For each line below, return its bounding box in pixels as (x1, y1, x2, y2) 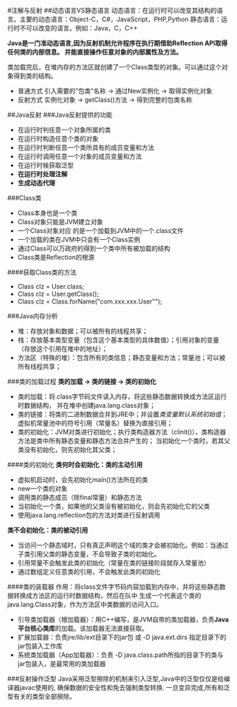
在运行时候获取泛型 (17, 161, 74, 169)
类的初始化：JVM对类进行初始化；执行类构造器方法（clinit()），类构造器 (17, 427, 226, 436)
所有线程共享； (17, 362, 62, 370)
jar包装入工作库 (17, 642, 63, 650)
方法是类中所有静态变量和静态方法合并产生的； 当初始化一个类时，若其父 (17, 437, 231, 444)
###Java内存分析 (7, 312, 58, 320)
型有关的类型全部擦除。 (7, 692, 76, 701)
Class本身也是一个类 (17, 209, 78, 217)
